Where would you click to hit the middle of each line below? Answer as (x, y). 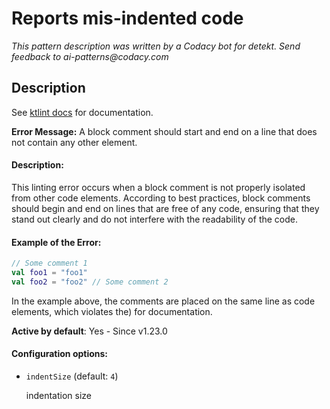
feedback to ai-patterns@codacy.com (90, 56)
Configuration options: (60, 354)
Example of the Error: (56, 242)
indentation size (59, 395)
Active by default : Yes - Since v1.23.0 (89, 331)
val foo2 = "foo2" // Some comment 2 (90, 282)
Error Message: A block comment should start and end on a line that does (164, 131)
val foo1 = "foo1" (49, 273)
